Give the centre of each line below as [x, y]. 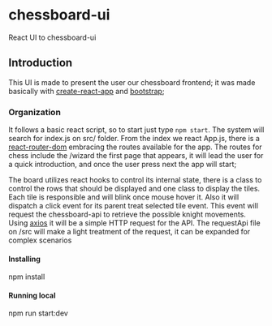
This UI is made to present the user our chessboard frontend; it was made [132, 82]
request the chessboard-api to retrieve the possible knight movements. [127, 214]
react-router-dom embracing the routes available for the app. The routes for [135, 147]
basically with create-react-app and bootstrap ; [86, 91]
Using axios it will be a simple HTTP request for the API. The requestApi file [135, 223]
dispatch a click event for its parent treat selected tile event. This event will [133, 206]
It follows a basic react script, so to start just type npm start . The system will [136, 130]
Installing [24, 259]
